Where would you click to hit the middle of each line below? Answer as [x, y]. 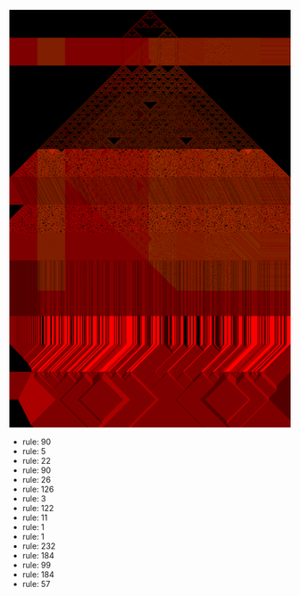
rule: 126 [38, 489]
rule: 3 [34, 499]
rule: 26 [37, 480]
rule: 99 [37, 565]
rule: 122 [38, 509]
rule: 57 [36, 584]
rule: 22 [36, 461]
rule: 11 [35, 517]
